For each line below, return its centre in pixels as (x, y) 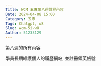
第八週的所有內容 (23, 47)
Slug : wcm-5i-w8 (22, 28)
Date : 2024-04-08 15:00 (30, 14)
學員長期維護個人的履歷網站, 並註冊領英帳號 (51, 58)
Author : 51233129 (23, 33)
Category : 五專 (20, 19)
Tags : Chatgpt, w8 (24, 24)
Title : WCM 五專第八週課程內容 (34, 10)
